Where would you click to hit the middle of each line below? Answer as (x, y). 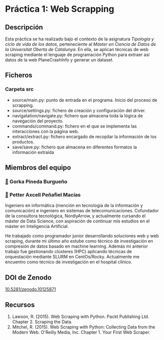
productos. (23, 142)
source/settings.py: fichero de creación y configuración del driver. (79, 110)
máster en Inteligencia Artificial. (37, 227)
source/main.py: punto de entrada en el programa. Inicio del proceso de (85, 100)
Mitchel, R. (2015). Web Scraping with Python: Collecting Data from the (83, 327)
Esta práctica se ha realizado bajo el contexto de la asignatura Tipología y (80, 39)
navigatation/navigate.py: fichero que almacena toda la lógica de (77, 115)
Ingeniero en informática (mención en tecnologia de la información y (74, 205)
